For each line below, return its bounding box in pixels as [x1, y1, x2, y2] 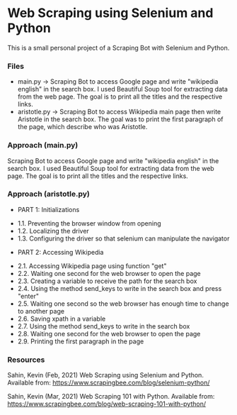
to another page [17, 306, 65, 315]
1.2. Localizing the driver [17, 226, 90, 235]
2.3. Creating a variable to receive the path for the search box [17, 277, 197, 285]
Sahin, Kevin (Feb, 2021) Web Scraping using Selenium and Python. [7, 371, 204, 380]
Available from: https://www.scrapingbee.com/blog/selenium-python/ [7, 378, 210, 387]
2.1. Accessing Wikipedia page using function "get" [17, 261, 167, 270]
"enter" [17, 292, 39, 300]
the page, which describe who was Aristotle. [17, 123, 148, 131]
